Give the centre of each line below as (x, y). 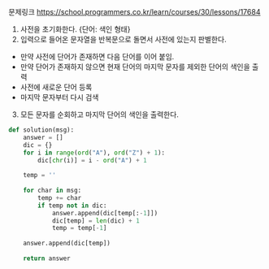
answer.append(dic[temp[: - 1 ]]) (105, 213)
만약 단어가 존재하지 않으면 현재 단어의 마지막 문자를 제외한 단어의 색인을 (135, 67)
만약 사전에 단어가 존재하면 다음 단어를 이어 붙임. (97, 56)
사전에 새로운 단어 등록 (56, 87)
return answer (47, 258)
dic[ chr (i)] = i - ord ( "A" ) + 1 (93, 160)
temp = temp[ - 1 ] (79, 228)
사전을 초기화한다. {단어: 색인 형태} (75, 29)
